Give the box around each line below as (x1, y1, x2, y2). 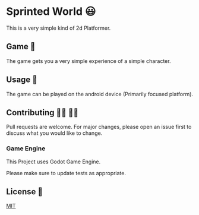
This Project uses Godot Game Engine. (6, 158, 101, 165)
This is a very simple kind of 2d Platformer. (6, 24, 111, 31)
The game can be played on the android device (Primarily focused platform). (6, 90, 194, 97)
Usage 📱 (6, 75, 37, 85)
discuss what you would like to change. (6, 129, 103, 137)
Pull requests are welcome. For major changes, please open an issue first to (6, 124, 192, 131)
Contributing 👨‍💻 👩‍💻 (6, 107, 79, 118)
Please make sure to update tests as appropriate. (6, 169, 127, 176)
